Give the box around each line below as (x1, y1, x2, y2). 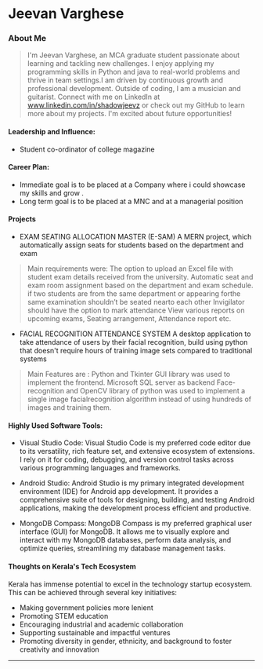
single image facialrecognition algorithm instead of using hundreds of (27, 394, 252, 404)
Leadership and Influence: (8, 127, 95, 137)
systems (19, 354, 47, 364)
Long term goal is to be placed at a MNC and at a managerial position (19, 196, 243, 206)
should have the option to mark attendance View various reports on (27, 305, 245, 315)
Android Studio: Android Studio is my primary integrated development (19, 478, 245, 488)
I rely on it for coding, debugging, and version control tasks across (19, 455, 235, 464)
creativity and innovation (19, 645, 99, 654)
